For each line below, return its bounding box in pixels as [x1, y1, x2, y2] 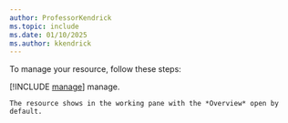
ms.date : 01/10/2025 [9, 30, 88, 39]
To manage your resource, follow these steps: [9, 64, 182, 75]
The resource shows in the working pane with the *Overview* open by [9, 99, 280, 108]
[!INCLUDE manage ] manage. [9, 81, 120, 92]
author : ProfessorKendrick [9, 13, 112, 23]
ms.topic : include [9, 22, 79, 31]
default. [9, 107, 43, 117]
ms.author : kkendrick [9, 38, 92, 48]
